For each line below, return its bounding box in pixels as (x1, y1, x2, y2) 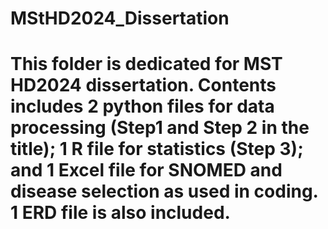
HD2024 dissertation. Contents (10, 74, 277, 97)
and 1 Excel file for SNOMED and (10, 159, 283, 182)
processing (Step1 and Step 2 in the (10, 117, 310, 139)
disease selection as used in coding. (10, 180, 319, 203)
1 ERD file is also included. (10, 202, 231, 224)
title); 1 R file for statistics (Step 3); (10, 138, 304, 161)
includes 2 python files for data (10, 95, 275, 118)
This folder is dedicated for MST (10, 53, 283, 76)
